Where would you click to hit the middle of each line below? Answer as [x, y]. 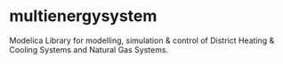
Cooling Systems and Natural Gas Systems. [89, 49]
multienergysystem [83, 16]
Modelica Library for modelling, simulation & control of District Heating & [142, 40]
